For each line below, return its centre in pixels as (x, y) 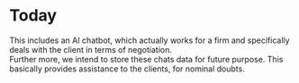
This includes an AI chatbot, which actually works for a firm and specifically (149, 40)
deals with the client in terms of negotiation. (91, 49)
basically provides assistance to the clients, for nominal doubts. (127, 69)
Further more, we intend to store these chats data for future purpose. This (146, 59)
